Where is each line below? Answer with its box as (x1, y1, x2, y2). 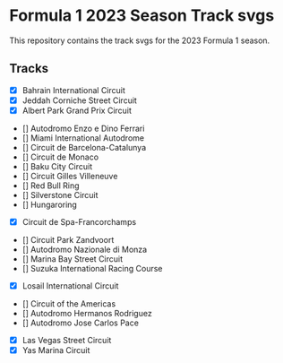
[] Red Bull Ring (21, 180, 80, 191)
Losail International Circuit (21, 281, 119, 291)
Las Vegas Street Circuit (21, 335, 112, 346)
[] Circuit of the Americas (21, 298, 116, 309)
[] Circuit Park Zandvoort (21, 235, 115, 245)
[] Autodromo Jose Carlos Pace (21, 317, 139, 328)
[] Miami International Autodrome (21, 132, 145, 143)
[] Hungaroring (21, 199, 78, 210)
